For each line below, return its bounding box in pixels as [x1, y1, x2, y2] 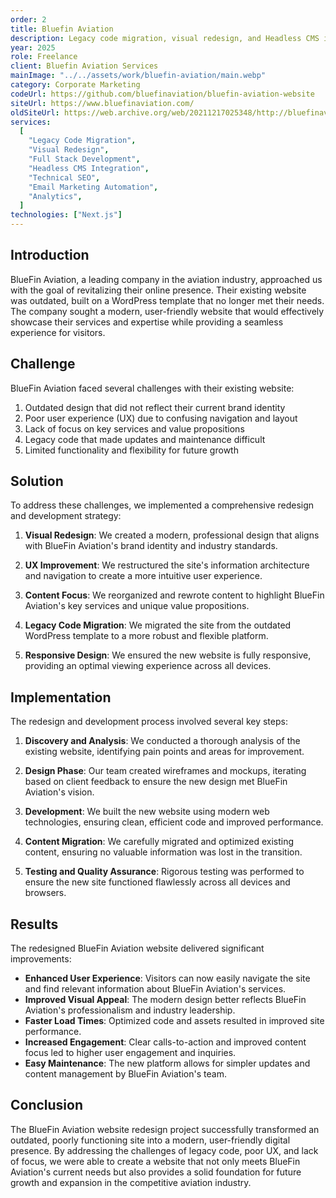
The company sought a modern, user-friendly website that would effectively [10, 305, 325, 317]
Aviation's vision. [24, 786, 95, 798]
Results [10, 916, 59, 933]
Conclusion [10, 1097, 84, 1114]
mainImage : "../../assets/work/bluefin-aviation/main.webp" [10, 71, 267, 81]
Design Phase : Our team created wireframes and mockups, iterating [24, 765, 307, 777]
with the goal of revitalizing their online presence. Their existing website [10, 284, 307, 296]
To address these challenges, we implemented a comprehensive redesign [10, 499, 315, 511]
